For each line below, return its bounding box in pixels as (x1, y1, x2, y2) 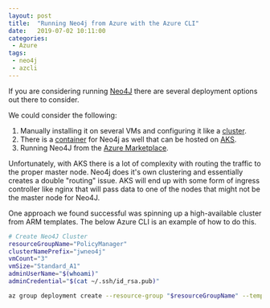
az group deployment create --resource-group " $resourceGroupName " (8, 291, 239, 300)
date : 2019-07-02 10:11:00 (8, 27, 106, 35)
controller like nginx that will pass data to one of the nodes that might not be (8, 184, 261, 194)
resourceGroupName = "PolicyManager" (8, 240, 128, 248)
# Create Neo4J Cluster (8, 232, 88, 240)
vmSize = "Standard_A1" (8, 262, 81, 270)
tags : (8, 49, 27, 57)
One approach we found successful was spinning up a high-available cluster (8, 208, 262, 218)
